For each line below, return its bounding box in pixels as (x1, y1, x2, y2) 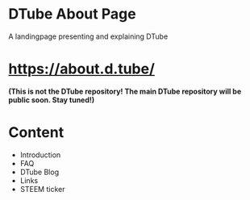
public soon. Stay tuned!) (8, 94, 95, 105)
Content (8, 123, 65, 142)
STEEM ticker (19, 184, 65, 194)
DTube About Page (8, 5, 136, 23)
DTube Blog (19, 167, 59, 177)
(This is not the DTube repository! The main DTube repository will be (8, 86, 242, 96)
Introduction (19, 150, 61, 160)
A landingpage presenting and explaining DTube (8, 31, 169, 41)
